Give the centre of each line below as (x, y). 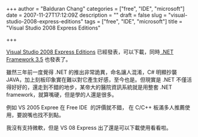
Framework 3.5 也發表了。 (39, 59)
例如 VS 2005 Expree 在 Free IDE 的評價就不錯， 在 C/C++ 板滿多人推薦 (95, 107)
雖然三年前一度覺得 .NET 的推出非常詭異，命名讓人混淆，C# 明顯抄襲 (91, 72)
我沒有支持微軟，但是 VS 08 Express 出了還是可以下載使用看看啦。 (89, 128)
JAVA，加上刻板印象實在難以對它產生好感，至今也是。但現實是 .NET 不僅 (97, 80)
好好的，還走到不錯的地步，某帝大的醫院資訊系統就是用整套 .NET (91, 87)
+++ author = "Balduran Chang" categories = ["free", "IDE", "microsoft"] (95, 9)
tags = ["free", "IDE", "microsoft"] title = (133, 21)
